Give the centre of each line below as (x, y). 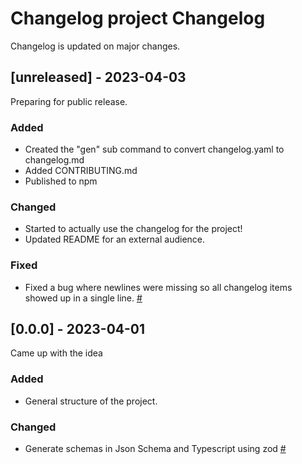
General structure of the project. (91, 401)
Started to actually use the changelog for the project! (133, 229)
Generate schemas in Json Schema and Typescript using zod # (155, 449)
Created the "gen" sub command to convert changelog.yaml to (154, 149)
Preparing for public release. (69, 101)
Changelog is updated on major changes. (95, 46)
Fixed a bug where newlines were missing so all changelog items (158, 287)
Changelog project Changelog (138, 18)
